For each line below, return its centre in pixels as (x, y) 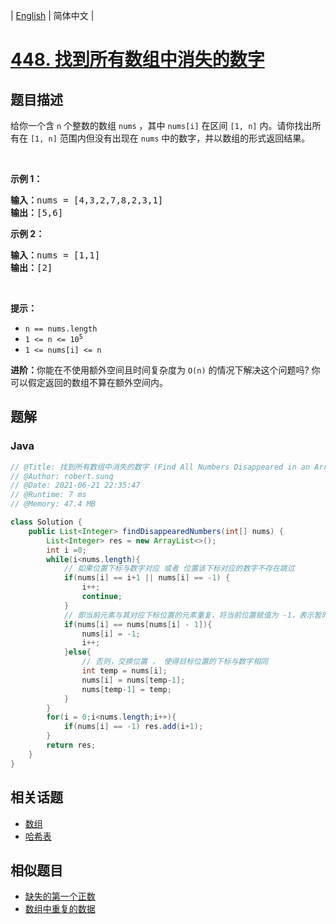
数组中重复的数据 (60, 909)
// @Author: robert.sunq (62, 476)
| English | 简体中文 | (52, 15)
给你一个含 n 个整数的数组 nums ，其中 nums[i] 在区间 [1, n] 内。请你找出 (161, 125)
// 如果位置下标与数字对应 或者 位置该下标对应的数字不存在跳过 (179, 569)
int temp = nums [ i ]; (124, 671)
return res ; (71, 745)
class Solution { (46, 522)
